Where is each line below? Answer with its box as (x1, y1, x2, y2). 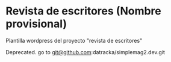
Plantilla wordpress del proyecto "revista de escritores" (5, 37, 143, 44)
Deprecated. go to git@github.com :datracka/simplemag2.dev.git (5, 48, 165, 55)
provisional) (5, 17, 67, 31)
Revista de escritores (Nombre (5, 4, 161, 18)
